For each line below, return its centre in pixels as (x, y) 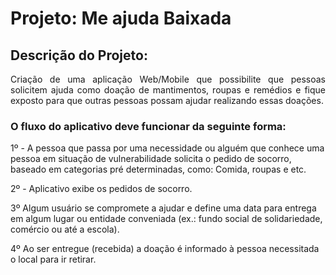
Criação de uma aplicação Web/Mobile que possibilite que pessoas (168, 79)
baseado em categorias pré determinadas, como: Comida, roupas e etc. (158, 169)
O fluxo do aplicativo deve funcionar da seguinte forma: (148, 126)
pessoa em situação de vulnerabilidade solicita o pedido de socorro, (151, 159)
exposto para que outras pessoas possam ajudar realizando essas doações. (167, 100)
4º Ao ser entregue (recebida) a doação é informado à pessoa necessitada (165, 249)
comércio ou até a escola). (65, 229)
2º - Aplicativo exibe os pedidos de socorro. (101, 189)
